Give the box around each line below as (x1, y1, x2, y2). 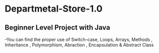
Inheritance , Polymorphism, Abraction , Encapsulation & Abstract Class (5, 42, 154, 48)
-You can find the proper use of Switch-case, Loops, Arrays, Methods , (5, 36, 153, 42)
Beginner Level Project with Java (5, 23, 110, 32)
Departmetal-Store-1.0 (5, 3, 103, 15)
